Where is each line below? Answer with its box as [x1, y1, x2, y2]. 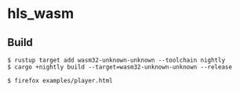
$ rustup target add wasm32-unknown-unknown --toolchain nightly [7, 56, 225, 64]
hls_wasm [7, 5, 75, 23]
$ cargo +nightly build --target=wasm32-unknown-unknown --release [7, 63, 233, 71]
